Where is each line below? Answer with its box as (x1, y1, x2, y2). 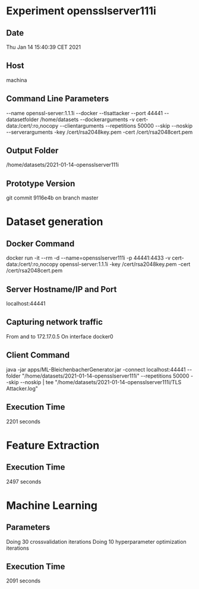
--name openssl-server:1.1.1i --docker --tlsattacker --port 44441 (6, 109, 163, 116)
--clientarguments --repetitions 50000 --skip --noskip (59, 122, 193, 129)
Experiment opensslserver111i (6, 4, 156, 18)
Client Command (6, 350, 70, 360)
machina (6, 76, 27, 84)
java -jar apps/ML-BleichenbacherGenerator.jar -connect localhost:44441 (6, 366, 186, 373)
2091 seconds (6, 577, 40, 584)
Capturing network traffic (6, 317, 103, 327)
